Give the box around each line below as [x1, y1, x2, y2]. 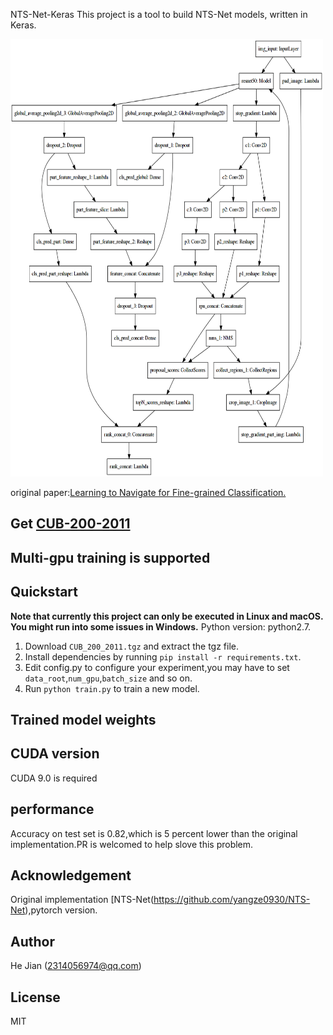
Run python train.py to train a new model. [24, 682, 200, 694]
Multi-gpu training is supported [10, 549, 211, 566]
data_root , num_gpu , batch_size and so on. [24, 672, 193, 684]
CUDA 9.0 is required [10, 772, 98, 784]
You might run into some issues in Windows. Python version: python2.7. [10, 620, 312, 633]
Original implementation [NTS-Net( [10, 894, 155, 906]
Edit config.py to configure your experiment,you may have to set [24, 661, 290, 673]
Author [10, 933, 55, 950]
